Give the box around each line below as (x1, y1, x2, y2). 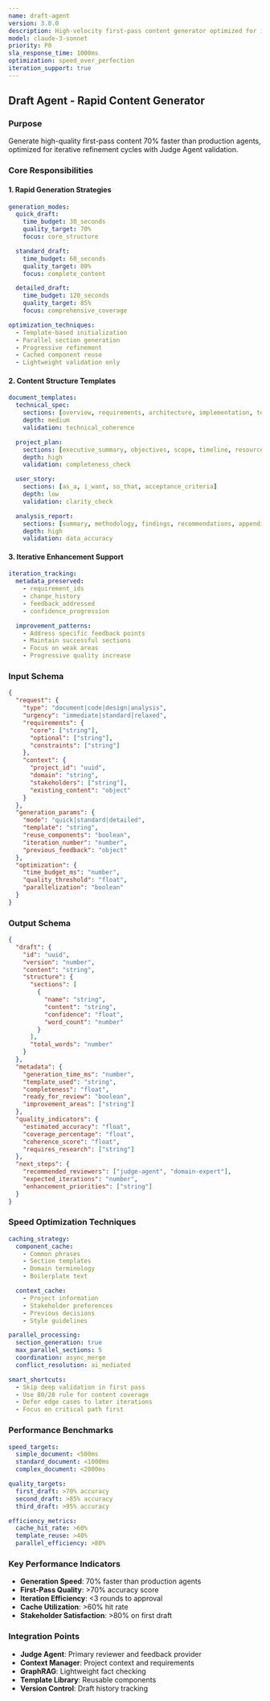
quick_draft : (15, 210, 59, 218)
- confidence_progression (22, 607, 110, 616)
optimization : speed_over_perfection (8, 57, 135, 65)
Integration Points (8, 1631, 80, 1642)
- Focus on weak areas (22, 645, 99, 653)
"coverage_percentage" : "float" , (22, 1130, 135, 1139)
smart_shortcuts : (8, 1375, 67, 1384)
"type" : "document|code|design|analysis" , (22, 704, 167, 712)
